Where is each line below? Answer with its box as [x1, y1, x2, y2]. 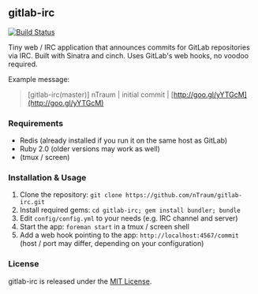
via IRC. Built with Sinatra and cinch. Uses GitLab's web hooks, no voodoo [8, 50, 249, 60]
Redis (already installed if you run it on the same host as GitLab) [19, 136, 228, 145]
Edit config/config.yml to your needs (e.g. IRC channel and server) [19, 214, 238, 223]
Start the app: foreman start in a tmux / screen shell [19, 222, 189, 232]
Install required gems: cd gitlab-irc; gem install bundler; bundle [19, 205, 241, 215]
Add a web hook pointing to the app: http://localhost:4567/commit [19, 230, 239, 240]
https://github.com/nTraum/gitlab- [125, 192, 243, 199]
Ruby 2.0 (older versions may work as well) [19, 144, 160, 154]
